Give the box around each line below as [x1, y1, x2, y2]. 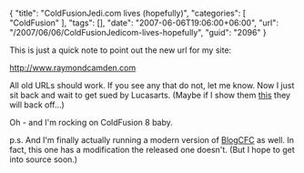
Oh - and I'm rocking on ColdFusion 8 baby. [9, 117, 173, 127]
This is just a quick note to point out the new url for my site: [9, 45, 232, 56]
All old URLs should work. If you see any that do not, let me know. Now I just [9, 80, 295, 90]
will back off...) [9, 99, 66, 110]
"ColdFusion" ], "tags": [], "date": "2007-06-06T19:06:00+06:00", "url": [9, 17, 279, 28]
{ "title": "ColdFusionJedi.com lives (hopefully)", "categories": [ [9, 8, 247, 18]
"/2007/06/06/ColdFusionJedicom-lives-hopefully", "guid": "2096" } [9, 27, 267, 37]
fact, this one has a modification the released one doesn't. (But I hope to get [9, 145, 296, 155]
